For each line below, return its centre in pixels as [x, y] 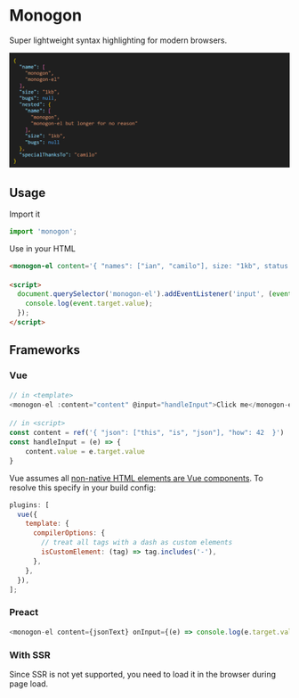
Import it [24, 214]
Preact [24, 612]
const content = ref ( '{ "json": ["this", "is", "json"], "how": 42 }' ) [147, 433]
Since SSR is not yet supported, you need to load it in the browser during [142, 674]
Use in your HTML [42, 248]
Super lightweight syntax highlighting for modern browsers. [118, 40]
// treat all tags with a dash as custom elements [137, 543]
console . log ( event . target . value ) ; [89, 304]
